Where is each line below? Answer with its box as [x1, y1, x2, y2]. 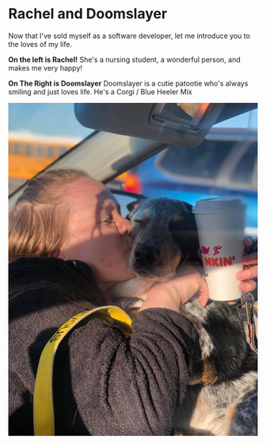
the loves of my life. [8, 39, 73, 48]
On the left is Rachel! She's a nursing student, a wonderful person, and [8, 55, 241, 64]
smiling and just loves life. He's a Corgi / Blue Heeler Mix [8, 86, 192, 96]
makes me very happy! [8, 63, 83, 72]
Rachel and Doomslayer [8, 5, 168, 23]
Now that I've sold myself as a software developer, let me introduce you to [8, 31, 251, 40]
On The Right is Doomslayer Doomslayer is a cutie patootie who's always [8, 78, 249, 88]
